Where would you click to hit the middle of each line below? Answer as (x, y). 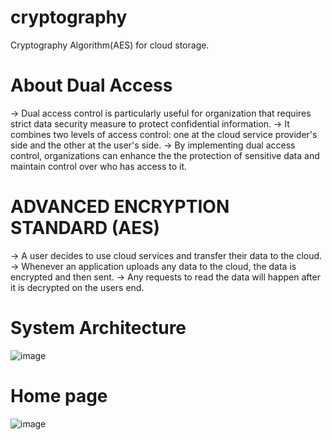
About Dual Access (91, 85)
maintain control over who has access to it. (99, 166)
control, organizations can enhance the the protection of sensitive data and (165, 155)
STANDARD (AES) (85, 228)
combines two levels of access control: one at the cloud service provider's (164, 134)
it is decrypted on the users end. (77, 287)
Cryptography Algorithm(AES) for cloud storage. (110, 45)
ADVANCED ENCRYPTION (120, 207)
